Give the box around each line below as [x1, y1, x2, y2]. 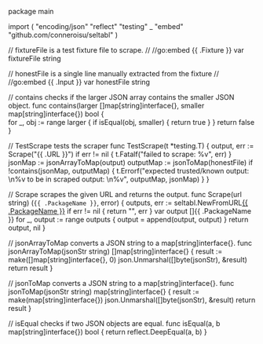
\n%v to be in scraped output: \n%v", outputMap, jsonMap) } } [8, 174, 210, 184]
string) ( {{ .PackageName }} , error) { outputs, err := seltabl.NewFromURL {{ [8, 198, 249, 207]
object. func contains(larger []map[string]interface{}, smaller [8, 101, 205, 110]
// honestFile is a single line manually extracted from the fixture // [8, 69, 220, 78]
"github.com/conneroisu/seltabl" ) [8, 31, 119, 39]
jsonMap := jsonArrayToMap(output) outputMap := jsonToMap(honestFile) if [8, 158, 254, 167]
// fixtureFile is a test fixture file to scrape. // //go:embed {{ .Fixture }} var [8, 46, 245, 54]
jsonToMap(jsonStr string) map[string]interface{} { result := [8, 287, 200, 296]
